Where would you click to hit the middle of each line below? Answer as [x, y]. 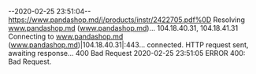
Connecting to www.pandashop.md [66, 36]
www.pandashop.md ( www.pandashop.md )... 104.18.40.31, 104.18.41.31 [123, 28]
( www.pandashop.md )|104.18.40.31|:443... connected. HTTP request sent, [128, 45]
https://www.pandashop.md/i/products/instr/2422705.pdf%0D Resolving [127, 20]
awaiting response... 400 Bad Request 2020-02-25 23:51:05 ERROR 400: [127, 53]
